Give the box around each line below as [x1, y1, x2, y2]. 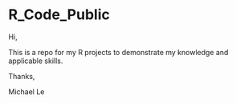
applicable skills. [8, 56, 63, 65]
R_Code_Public [8, 6, 110, 24]
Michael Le [8, 86, 45, 97]
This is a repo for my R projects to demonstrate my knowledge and [8, 47, 229, 57]
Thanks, [8, 71, 35, 81]
